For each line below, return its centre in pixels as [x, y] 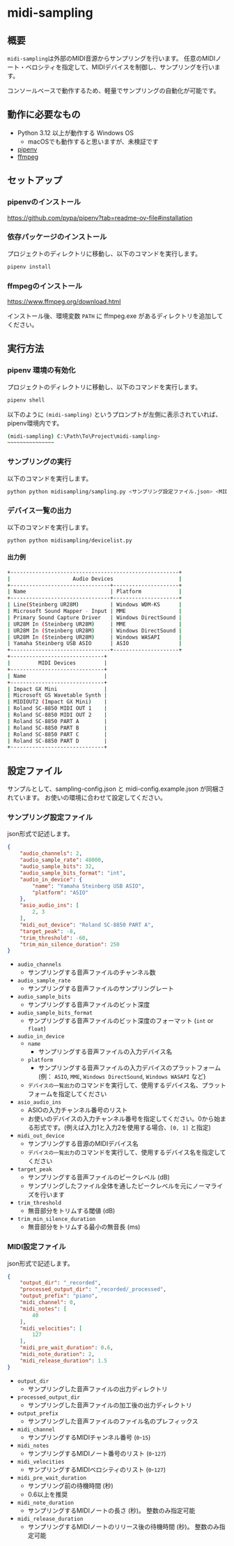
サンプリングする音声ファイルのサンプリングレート [101, 989]
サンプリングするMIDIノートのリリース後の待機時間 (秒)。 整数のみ [123, 1526]
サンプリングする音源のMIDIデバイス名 [83, 1144]
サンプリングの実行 [39, 462]
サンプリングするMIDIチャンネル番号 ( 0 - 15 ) [89, 1437]
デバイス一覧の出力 [39, 510]
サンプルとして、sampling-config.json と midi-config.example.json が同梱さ [116, 789]
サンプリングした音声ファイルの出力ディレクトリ [98, 1388]
